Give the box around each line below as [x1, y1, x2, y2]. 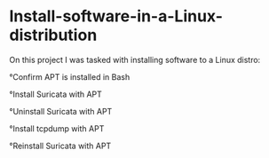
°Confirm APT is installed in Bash [9, 71, 131, 82]
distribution [9, 25, 98, 45]
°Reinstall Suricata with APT [9, 140, 112, 151]
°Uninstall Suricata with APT [9, 106, 113, 116]
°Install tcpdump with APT [9, 122, 105, 134]
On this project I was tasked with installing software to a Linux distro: [9, 54, 261, 65]
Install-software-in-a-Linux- [9, 6, 224, 27]
